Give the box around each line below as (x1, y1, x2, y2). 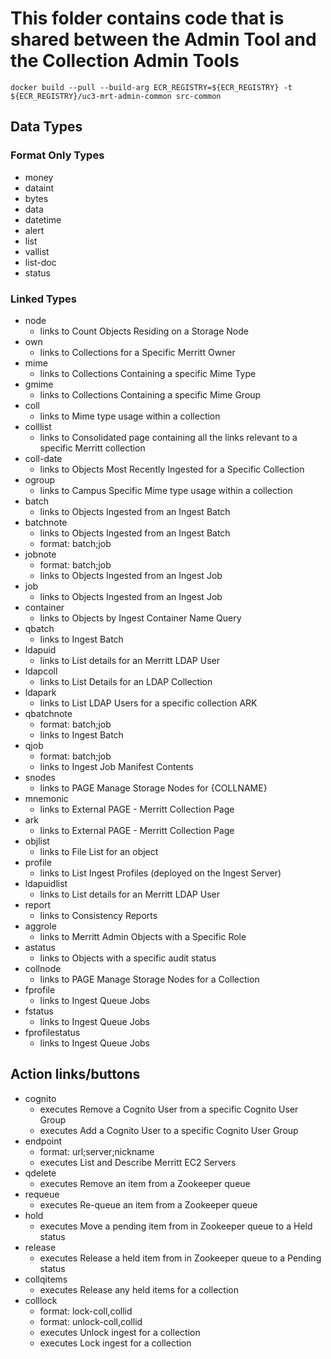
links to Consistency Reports (39, 909, 158, 921)
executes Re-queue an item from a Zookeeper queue (39, 1198, 258, 1211)
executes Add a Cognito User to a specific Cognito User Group (39, 1124, 299, 1136)
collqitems (24, 1273, 68, 1285)
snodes (24, 771, 56, 783)
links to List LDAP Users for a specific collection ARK (39, 697, 258, 709)
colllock (24, 1294, 58, 1306)
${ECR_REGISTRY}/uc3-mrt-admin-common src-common (10, 91, 222, 101)
